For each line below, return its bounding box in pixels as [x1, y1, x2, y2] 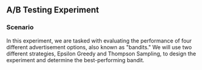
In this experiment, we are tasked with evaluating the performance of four [6, 37, 192, 44]
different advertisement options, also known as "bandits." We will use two [6, 43, 192, 51]
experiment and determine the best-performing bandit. [6, 56, 145, 63]
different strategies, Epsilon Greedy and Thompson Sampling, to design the [6, 50, 196, 57]
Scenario [6, 23, 34, 32]
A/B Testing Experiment [6, 5, 99, 15]
